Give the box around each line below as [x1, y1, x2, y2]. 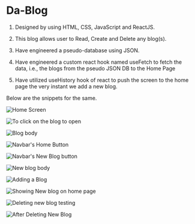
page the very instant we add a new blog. [14, 82, 118, 90]
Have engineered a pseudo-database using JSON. [14, 46, 140, 54]
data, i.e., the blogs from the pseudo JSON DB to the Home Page [14, 64, 176, 72]
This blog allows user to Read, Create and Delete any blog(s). [14, 35, 167, 42]
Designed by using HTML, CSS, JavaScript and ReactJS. [14, 23, 155, 31]
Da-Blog [6, 4, 48, 17]
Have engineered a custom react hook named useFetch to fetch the [14, 58, 182, 65]
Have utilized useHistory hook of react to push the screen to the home [14, 76, 189, 83]
